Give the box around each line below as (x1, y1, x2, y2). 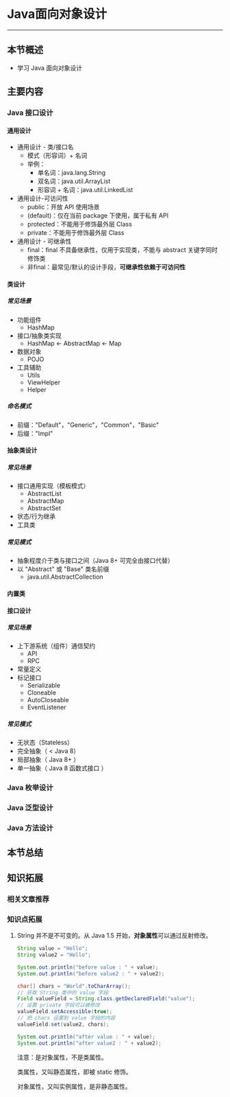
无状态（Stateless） (16, 739, 74, 747)
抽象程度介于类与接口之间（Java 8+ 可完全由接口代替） (16, 557, 174, 565)
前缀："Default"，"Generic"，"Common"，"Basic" (16, 420, 159, 429)
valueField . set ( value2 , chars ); (16, 1021, 110, 1028)
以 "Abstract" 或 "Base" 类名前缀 (16, 565, 110, 573)
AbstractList (27, 489, 62, 498)
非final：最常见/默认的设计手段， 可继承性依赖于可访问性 (27, 263, 186, 271)
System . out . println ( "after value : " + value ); (16, 1033, 156, 1040)
